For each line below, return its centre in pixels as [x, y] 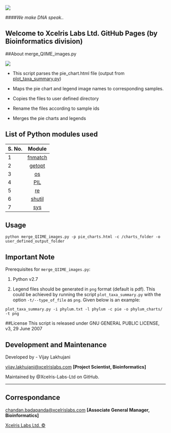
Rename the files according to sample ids [56, 108]
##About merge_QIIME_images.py [41, 54]
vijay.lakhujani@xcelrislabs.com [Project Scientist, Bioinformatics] [76, 367]
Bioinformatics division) [44, 42]
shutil [37, 199]
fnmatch [37, 157]
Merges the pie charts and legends [49, 118]
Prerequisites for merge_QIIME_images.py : [48, 269]
